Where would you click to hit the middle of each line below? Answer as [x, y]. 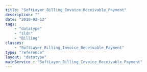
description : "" [22, 15]
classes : [15, 43]
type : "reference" [25, 52]
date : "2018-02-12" [26, 19]
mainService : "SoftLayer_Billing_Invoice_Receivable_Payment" [74, 62]
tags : [11, 24]
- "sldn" [24, 33]
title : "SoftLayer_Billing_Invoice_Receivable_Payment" [66, 10]
